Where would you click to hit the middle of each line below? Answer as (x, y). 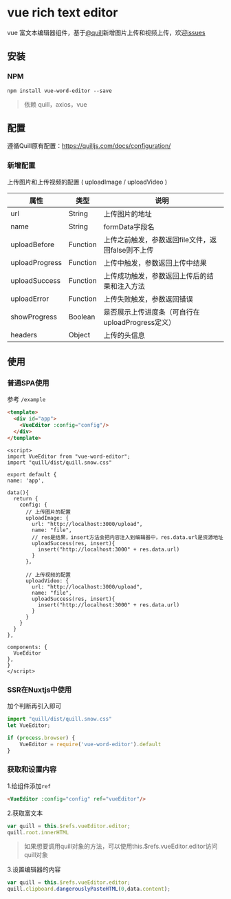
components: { (27, 647)
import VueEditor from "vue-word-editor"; (69, 456)
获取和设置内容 (32, 770)
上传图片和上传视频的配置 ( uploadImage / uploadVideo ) (87, 182)
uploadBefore (33, 244)
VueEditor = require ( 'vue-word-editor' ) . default (90, 744)
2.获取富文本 (25, 813)
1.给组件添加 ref (29, 785)
